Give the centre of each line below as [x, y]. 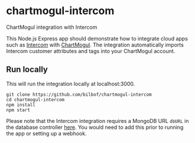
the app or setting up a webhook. [46, 133]
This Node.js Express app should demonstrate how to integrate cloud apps [97, 38]
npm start [18, 110]
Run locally [27, 70]
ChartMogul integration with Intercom [52, 27]
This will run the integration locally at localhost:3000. [71, 84]
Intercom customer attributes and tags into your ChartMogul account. [91, 51]
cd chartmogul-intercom [35, 99]
